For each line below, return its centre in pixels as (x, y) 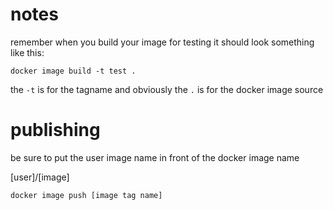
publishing (55, 130)
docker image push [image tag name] (86, 195)
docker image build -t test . (73, 71)
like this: (27, 52)
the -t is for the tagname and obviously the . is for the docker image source (167, 89)
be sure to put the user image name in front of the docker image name (155, 157)
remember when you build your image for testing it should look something (162, 42)
